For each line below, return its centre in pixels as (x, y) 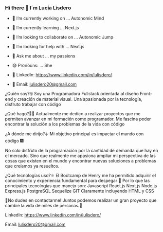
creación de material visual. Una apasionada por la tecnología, (80, 99)
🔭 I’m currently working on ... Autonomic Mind (58, 18)
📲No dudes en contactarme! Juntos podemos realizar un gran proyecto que (81, 200)
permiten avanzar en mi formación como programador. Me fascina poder (78, 119)
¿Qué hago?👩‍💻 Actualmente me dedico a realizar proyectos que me (73, 114)
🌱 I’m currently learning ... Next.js (45, 28)
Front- (146, 94)
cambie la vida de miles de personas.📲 (44, 206)
